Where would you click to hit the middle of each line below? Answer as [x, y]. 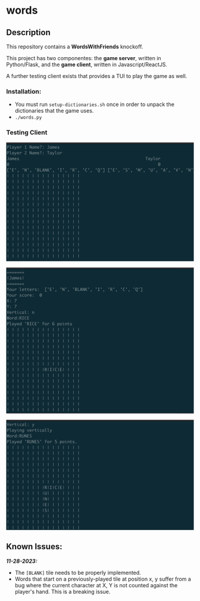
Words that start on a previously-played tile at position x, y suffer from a [103, 579]
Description [28, 32]
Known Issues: [34, 546]
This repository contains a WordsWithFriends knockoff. [75, 46]
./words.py [28, 118]
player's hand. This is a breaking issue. [62, 591]
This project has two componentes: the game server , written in [84, 58]
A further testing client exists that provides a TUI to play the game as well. [97, 76]
